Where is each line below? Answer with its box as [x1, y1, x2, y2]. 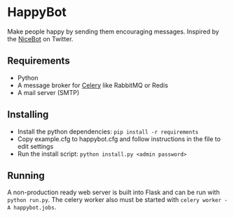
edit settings [17, 142, 54, 150]
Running [7, 169, 46, 182]
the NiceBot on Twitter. [7, 34, 74, 43]
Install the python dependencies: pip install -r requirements [17, 127, 199, 136]
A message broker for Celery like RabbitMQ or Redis [17, 81, 168, 89]
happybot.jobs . [13, 203, 57, 212]
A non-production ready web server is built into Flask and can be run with [7, 188, 220, 196]
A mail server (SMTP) [17, 88, 80, 96]
